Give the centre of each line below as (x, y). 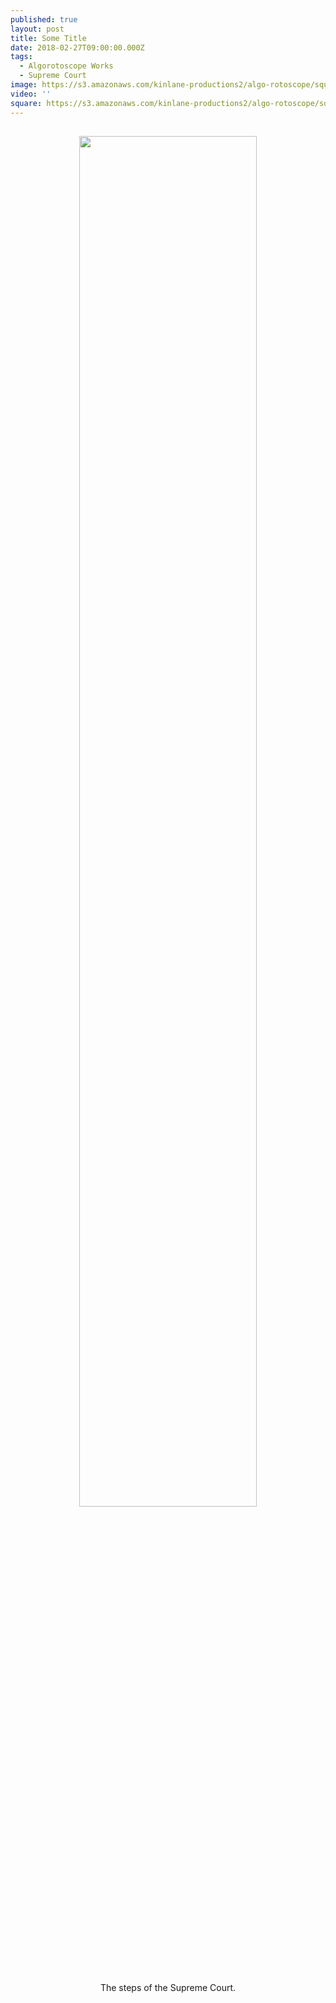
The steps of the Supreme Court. (168, 1987)
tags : (21, 57)
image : (24, 85)
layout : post (37, 29)
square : (26, 103)
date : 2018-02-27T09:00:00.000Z (77, 47)
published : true (44, 19)
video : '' (31, 94)
